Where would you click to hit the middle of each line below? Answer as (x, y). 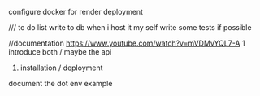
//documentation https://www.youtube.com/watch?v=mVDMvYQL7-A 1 (127, 43)
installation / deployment (61, 68)
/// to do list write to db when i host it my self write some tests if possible (130, 27)
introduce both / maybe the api (60, 52)
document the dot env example (61, 83)
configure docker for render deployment (76, 12)
